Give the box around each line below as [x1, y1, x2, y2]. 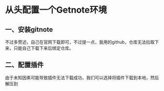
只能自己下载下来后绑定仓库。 [13, 45, 74, 51]
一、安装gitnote [5, 25, 53, 34]
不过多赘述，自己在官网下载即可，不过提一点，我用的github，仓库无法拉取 [5, 39, 155, 45]
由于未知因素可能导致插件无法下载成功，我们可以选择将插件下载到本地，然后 [5, 74, 159, 80]
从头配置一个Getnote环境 [5, 4, 107, 16]
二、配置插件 [5, 61, 44, 69]
